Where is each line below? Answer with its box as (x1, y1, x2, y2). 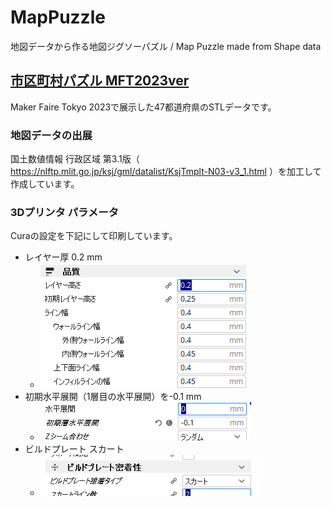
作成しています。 (10, 178, 80, 190)
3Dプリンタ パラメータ (10, 205, 119, 219)
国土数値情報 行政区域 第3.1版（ (10, 153, 140, 165)
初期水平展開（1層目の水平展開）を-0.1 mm (24, 391, 202, 403)
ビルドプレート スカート (24, 443, 125, 455)
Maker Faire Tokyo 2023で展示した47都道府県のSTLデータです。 (10, 101, 277, 113)
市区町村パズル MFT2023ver (10, 72, 190, 90)
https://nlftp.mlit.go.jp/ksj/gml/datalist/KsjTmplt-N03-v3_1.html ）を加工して (10, 166, 322, 178)
